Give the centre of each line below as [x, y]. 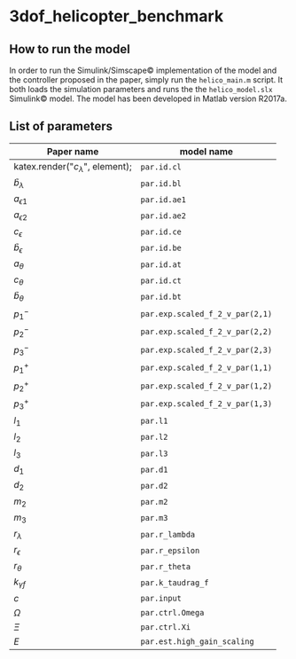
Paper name [73, 151]
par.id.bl [161, 183]
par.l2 [154, 437]
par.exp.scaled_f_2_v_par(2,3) [206, 349]
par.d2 [154, 486]
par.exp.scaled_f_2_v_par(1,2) [206, 386]
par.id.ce [161, 232]
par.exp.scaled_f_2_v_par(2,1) [206, 314]
